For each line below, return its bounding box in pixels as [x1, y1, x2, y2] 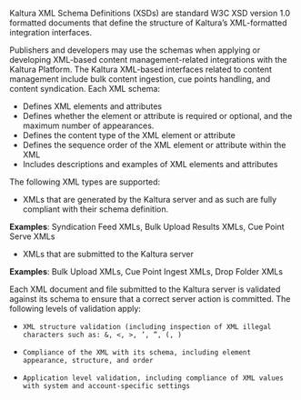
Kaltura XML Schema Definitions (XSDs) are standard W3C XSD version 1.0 [9, 8, 291, 18]
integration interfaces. [9, 27, 93, 37]
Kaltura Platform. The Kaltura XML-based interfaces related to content [9, 64, 273, 75]
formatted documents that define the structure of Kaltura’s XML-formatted [9, 17, 287, 28]
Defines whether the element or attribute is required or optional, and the [22, 111, 293, 121]
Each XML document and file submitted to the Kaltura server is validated [9, 284, 281, 295]
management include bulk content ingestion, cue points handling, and [9, 74, 271, 85]
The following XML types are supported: [9, 176, 161, 187]
